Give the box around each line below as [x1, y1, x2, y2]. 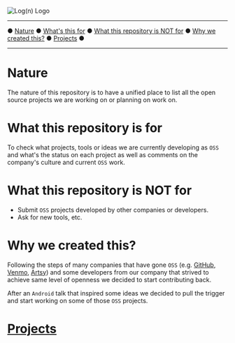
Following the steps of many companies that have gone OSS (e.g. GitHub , [7, 261, 216, 269]
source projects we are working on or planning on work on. [7, 95, 178, 104]
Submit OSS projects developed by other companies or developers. [17, 205, 208, 214]
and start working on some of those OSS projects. [7, 296, 148, 305]
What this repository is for [7, 120, 163, 136]
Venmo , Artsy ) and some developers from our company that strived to [7, 268, 209, 276]
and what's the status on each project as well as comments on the [7, 150, 198, 159]
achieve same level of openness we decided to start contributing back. [7, 275, 212, 284]
